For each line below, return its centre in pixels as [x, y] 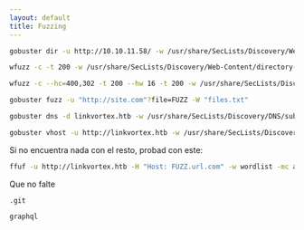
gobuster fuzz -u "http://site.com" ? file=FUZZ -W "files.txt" [129, 101]
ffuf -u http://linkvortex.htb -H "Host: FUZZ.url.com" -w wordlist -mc [149, 167]
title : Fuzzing [38, 26]
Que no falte [33, 184]
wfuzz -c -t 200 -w [46, 67]
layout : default [40, 18]
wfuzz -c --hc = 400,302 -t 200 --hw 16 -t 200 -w [103, 84]
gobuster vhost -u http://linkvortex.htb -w [95, 132]
